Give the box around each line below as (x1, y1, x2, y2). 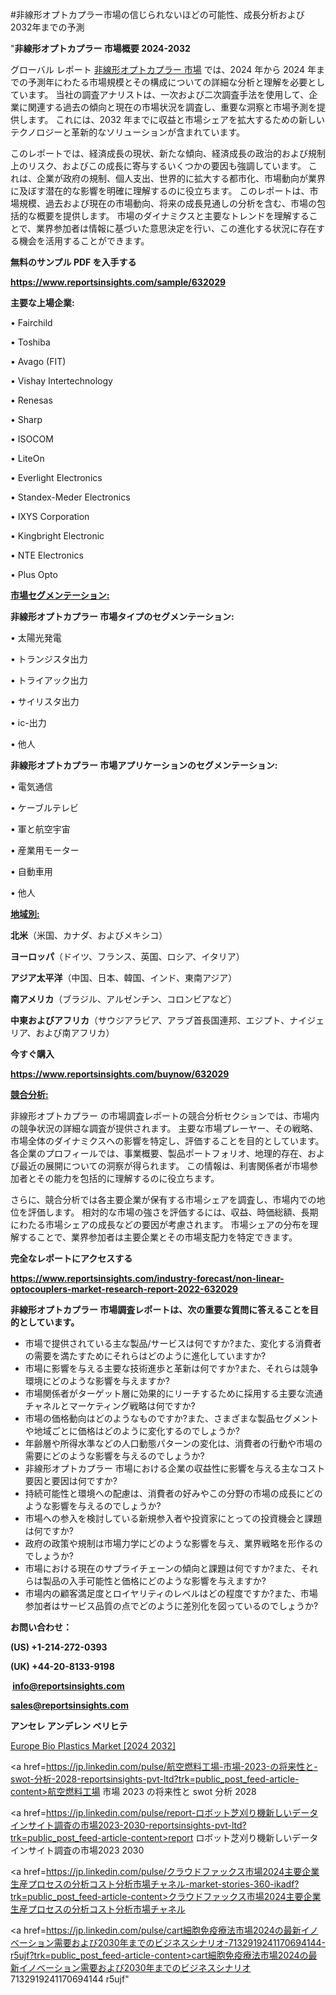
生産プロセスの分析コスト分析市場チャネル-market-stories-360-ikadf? (10, 1878, 300, 1890)
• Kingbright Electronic (10, 530, 105, 542)
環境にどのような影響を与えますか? (24, 1375, 170, 1387)
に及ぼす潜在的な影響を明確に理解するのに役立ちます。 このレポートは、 (10, 185, 310, 197)
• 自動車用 (10, 866, 53, 877)
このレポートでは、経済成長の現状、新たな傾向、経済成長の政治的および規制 (10, 148, 326, 159)
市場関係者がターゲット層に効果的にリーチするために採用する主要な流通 (24, 1388, 323, 1399)
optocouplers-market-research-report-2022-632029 (10, 1283, 238, 1295)
